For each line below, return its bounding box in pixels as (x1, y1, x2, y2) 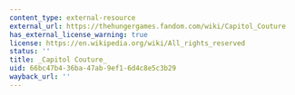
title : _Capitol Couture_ (9, 55, 107, 64)
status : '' (9, 47, 51, 56)
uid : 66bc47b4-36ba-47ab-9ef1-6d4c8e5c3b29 (9, 64, 177, 73)
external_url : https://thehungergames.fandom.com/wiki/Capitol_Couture (9, 22, 286, 31)
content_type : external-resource (9, 13, 136, 23)
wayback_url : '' (9, 72, 71, 81)
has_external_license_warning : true (9, 30, 148, 39)
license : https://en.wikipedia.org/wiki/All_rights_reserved (9, 38, 246, 48)
